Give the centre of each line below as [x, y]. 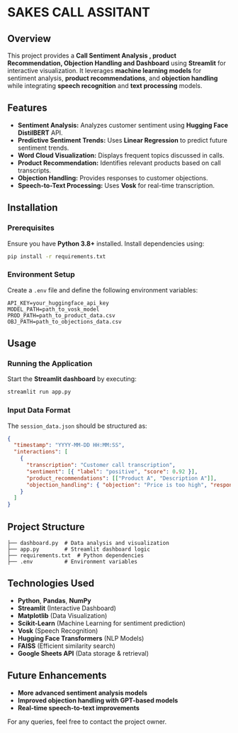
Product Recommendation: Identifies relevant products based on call [119, 162]
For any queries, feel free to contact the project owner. [87, 722]
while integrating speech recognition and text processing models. [105, 86]
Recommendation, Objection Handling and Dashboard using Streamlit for [117, 63]
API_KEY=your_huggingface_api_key [58, 303]
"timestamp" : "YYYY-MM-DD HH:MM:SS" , [69, 445]
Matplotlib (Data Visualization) [62, 615]
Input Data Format [39, 410]
